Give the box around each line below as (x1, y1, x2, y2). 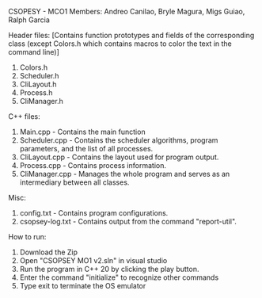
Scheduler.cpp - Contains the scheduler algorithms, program (19, 136, 218, 145)
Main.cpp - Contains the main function (19, 127, 146, 136)
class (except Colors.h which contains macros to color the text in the (8, 39, 232, 48)
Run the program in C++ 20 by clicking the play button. (19, 265, 199, 273)
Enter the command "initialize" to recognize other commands (19, 273, 219, 282)
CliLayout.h (19, 79, 57, 89)
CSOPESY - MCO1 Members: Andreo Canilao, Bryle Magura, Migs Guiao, (8, 7, 245, 16)
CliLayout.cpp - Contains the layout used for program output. (19, 152, 219, 162)
